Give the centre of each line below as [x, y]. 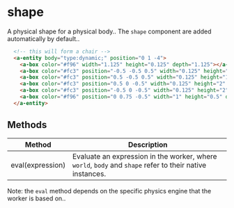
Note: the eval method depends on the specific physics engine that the [109, 191]
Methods [27, 125]
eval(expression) [38, 165]
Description [148, 145]
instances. [89, 173]
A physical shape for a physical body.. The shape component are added [109, 31]
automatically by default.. [44, 38]
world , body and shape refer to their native [139, 165]
